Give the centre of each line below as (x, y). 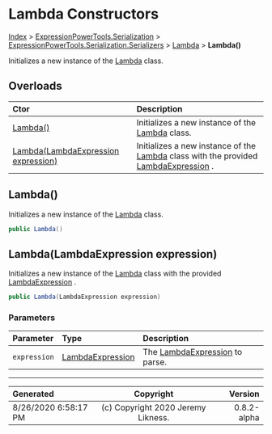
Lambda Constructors (84, 14)
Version (244, 394)
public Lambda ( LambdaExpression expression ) (85, 297)
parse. (155, 362)
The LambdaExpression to (193, 352)
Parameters (32, 318)
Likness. (154, 418)
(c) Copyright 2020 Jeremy (153, 407)
